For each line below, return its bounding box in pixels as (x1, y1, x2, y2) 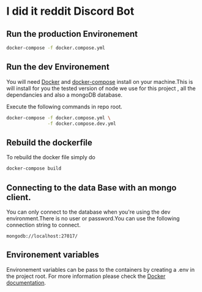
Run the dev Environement (6, 62, 110, 72)
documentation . (6, 279, 47, 286)
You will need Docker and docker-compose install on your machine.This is (6, 78, 193, 85)
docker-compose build (6, 165, 62, 172)
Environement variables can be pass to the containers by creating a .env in (6, 266, 195, 273)
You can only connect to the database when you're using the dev (6, 208, 171, 215)
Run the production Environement (6, 29, 138, 39)
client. (6, 192, 32, 203)
